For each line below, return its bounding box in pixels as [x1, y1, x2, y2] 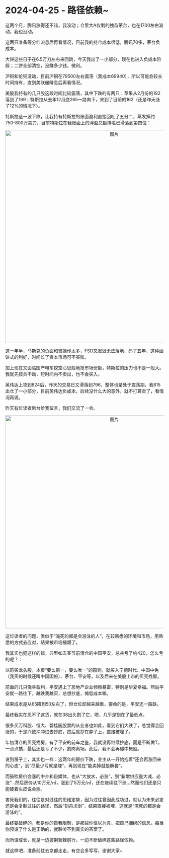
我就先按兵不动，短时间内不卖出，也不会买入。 [5, 371, 102, 377]
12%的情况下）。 [9, 103, 43, 109]
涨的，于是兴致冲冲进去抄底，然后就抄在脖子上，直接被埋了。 [5, 728, 133, 735]
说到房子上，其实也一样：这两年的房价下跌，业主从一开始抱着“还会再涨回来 [5, 756, 162, 762]
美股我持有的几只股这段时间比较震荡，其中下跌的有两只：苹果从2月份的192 [5, 90, 161, 96]
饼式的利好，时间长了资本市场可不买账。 [5, 354, 89, 360]
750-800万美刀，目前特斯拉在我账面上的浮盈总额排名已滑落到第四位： [5, 119, 151, 126]
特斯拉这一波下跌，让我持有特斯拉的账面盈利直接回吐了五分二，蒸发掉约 [5, 113, 155, 119]
